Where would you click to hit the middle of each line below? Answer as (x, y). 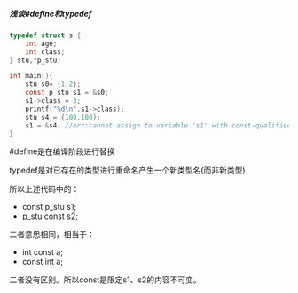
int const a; (43, 252)
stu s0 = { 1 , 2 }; (53, 84)
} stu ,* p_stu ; (35, 60)
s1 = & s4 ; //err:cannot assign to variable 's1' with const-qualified (158, 125)
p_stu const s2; (50, 216)
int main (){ (31, 76)
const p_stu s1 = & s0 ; (67, 93)
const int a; (43, 262)
